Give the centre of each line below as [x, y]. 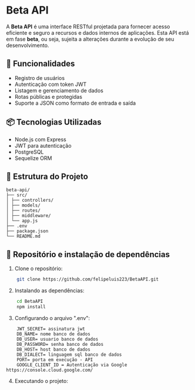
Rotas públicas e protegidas [48, 96]
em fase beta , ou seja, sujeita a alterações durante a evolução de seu [90, 39]
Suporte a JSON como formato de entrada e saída [75, 103]
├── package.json [27, 231]
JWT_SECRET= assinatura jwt [51, 329]
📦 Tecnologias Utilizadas [54, 122]
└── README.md [23, 236]
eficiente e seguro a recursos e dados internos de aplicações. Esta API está [97, 32]
